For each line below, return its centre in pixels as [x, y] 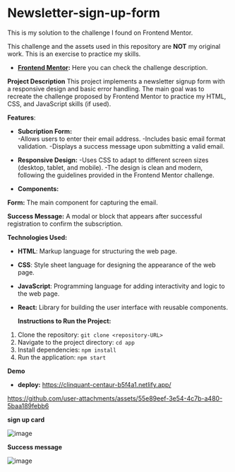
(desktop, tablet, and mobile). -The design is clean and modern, [110, 167]
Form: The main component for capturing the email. [83, 202]
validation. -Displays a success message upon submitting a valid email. [121, 146]
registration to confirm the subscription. [65, 224]
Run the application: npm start [62, 357]
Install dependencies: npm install [67, 350]
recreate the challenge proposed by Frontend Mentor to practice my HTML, [117, 96]
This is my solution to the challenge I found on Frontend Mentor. [100, 33]
